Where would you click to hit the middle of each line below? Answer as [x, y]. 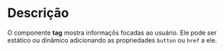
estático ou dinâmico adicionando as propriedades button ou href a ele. [112, 40]
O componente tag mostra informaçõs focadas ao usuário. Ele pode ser [112, 33]
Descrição [38, 13]
